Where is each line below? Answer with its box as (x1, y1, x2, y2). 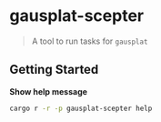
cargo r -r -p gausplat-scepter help (9, 104, 153, 113)
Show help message (9, 86, 88, 97)
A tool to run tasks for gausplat (31, 36, 148, 46)
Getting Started (9, 62, 99, 77)
